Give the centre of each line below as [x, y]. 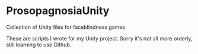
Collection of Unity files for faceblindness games [66, 27]
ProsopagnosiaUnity [58, 11]
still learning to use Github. [39, 45]
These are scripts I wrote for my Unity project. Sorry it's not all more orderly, [99, 38]
